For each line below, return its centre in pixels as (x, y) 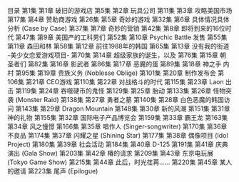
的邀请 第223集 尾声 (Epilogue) (53, 171)
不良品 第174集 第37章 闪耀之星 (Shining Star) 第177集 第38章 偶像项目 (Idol (118, 135)
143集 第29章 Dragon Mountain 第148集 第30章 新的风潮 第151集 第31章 (126, 108)
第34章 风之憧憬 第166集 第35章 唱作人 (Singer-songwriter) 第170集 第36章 (117, 126)
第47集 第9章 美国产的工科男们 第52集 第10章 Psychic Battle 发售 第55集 (121, 37)
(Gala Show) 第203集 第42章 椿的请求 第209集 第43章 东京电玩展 (117, 153)
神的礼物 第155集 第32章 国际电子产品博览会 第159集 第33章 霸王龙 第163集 (118, 117)
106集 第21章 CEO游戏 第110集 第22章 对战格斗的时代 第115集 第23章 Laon (116, 82)
